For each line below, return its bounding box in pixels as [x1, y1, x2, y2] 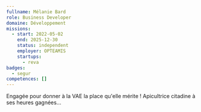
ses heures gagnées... [6, 99, 62, 106]
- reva [22, 59, 39, 65]
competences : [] [6, 76, 47, 82]
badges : [6, 64, 26, 71]
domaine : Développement [6, 20, 66, 26]
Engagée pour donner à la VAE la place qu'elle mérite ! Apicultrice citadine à [6, 93, 196, 100]
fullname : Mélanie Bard [6, 8, 66, 15]
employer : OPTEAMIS [17, 48, 66, 54]
